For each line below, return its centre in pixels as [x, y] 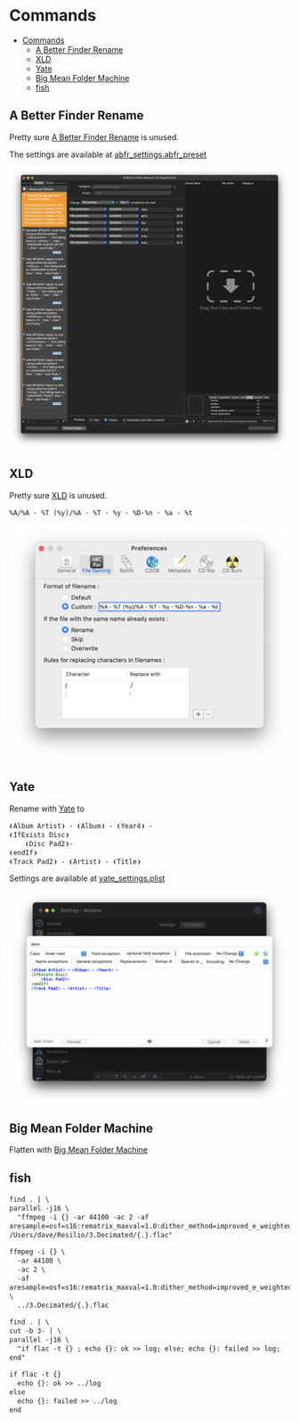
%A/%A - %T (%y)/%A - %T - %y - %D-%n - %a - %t [101, 513]
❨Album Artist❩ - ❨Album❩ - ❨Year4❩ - [81, 826]
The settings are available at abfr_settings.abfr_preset [108, 154]
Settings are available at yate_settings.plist [87, 878]
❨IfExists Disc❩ [39, 834]
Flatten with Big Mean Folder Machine [79, 1150]
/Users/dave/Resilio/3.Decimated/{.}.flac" [91, 1236]
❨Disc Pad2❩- [49, 843]
